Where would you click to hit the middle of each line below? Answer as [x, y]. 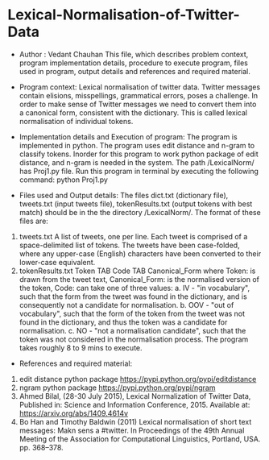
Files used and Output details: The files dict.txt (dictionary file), [124, 195]
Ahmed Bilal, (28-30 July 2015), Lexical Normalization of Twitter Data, [135, 396]
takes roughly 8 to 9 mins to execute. [81, 347]
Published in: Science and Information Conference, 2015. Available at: [134, 404]
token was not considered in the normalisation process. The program [134, 339]
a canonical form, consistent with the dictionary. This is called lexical [133, 112]
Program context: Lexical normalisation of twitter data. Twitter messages [140, 87]
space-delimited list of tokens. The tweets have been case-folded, [129, 245]
